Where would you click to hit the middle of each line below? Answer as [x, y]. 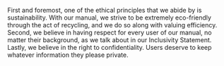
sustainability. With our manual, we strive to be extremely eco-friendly [110, 18]
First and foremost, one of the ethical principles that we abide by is [105, 10]
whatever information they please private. [68, 55]
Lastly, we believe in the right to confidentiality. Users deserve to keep [110, 47]
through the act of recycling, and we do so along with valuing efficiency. [112, 25]
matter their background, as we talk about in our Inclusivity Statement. [110, 40]
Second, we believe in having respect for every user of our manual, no [110, 32]
